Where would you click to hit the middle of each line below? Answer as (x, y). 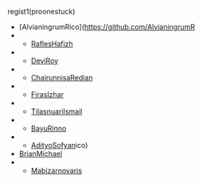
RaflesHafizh (52, 44)
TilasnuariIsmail (57, 111)
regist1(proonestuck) (41, 12)
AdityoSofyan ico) (59, 145)
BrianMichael (41, 154)
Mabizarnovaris (57, 171)
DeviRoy (45, 60)
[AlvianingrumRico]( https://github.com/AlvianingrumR (107, 27)
